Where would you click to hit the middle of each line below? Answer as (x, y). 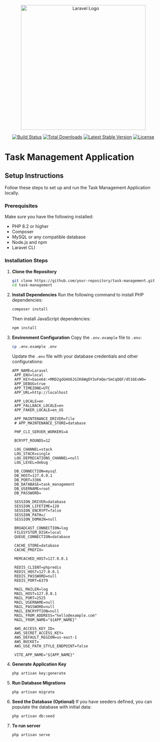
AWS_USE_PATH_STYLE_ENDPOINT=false (51, 646)
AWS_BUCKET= (27, 642)
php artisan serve (31, 735)
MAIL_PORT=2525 (30, 598)
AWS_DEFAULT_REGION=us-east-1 (46, 637)
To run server (26, 726)
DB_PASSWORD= (28, 493)
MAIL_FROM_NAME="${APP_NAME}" (46, 620)
